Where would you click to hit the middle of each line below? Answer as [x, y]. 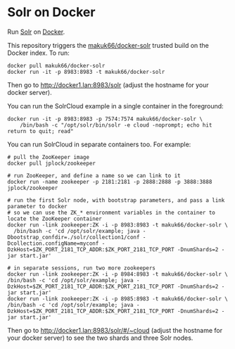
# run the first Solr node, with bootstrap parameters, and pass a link [116, 200]
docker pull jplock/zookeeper [52, 163]
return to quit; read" [40, 131]
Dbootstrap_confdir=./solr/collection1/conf [74, 237]
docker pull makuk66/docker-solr [56, 65]
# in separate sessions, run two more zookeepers [82, 268]
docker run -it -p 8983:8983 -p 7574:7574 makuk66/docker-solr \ [105, 119]
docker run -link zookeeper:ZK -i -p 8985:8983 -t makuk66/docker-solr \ [118, 299]
